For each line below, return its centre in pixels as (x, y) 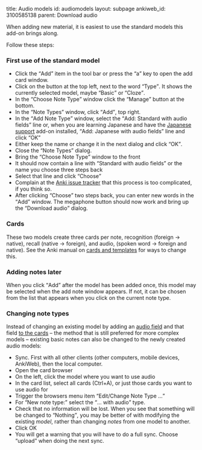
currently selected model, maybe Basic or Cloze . (80, 93)
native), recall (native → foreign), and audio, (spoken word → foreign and (96, 243)
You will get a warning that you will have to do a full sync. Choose (96, 434)
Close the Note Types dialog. (53, 151)
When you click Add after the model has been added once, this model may (101, 285)
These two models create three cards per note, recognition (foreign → (93, 237)
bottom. (25, 106)
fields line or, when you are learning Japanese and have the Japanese (103, 125)
